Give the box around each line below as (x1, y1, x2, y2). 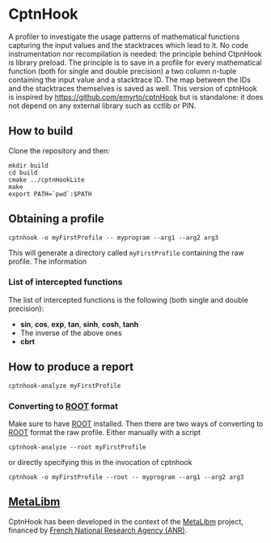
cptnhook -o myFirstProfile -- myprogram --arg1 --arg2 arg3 (8, 233, 219, 242)
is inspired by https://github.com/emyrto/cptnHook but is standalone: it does (8, 92, 264, 101)
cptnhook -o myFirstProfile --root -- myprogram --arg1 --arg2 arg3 (8, 472, 244, 481)
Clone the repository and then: (8, 145, 111, 155)
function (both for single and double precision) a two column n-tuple (8, 66, 237, 75)
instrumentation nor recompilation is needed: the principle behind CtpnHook (8, 49, 262, 58)
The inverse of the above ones (19, 328, 123, 338)
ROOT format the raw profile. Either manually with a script (8, 427, 201, 437)
